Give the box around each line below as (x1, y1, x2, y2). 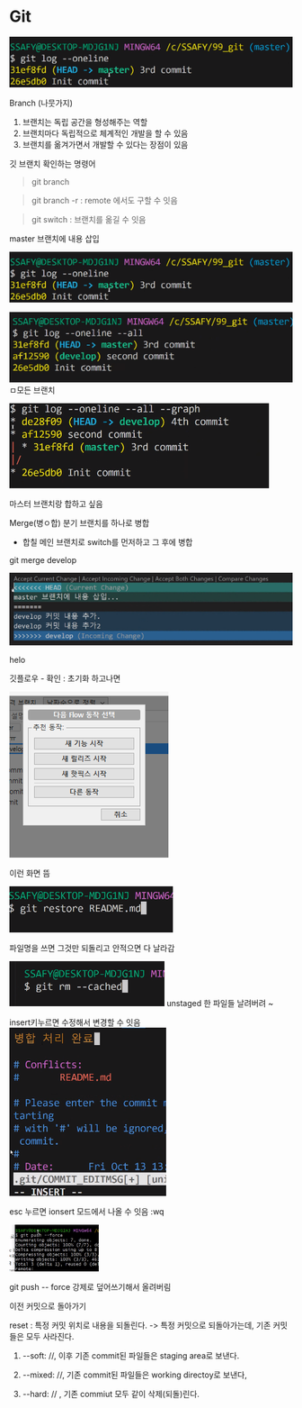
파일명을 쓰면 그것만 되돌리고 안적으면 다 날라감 (9, 943, 175, 954)
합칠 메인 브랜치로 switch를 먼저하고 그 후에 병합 (22, 537, 193, 548)
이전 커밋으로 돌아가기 (9, 1301, 87, 1312)
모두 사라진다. (25, 1331, 75, 1342)
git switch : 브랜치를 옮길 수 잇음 (31, 214, 147, 225)
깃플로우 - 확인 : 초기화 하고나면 (9, 673, 121, 684)
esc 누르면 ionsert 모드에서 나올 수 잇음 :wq (9, 1206, 164, 1217)
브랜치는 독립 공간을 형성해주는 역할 (22, 117, 148, 128)
